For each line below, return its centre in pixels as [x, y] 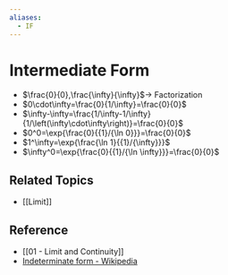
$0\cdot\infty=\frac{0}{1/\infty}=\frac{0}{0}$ [105, 105]
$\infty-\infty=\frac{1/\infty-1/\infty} [87, 114]
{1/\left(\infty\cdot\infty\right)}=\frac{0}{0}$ [102, 124]
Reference [39, 230]
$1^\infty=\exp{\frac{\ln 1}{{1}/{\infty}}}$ [96, 142]
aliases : [25, 17]
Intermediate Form [80, 70]
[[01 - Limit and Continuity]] [73, 252]
